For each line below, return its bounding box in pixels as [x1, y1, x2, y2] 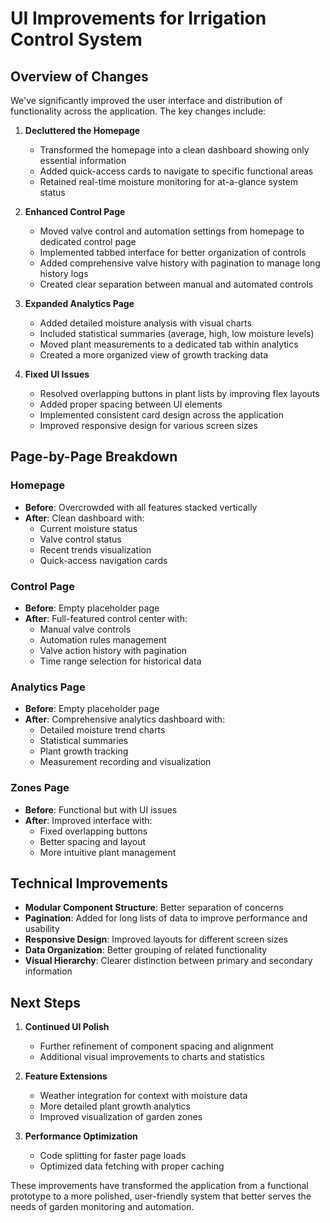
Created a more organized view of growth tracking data [39, 349, 269, 361]
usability [24, 923, 60, 935]
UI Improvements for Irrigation [10, 7, 267, 30]
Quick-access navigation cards [39, 554, 168, 566]
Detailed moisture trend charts [39, 724, 166, 736]
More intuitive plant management [39, 846, 177, 858]
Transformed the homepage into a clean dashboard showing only [39, 144, 310, 156]
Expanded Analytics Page [24, 298, 135, 309]
